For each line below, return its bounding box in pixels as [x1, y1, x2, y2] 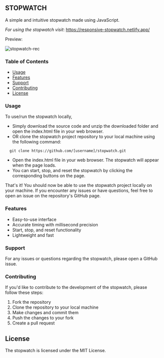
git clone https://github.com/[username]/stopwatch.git [9, 148, 126, 153]
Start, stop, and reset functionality [12, 227, 82, 233]
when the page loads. [12, 162, 56, 168]
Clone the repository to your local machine [12, 304, 99, 310]
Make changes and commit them [12, 310, 79, 316]
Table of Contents [5, 58, 49, 65]
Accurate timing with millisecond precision [12, 221, 98, 227]
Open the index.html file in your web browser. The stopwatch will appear [12, 157, 159, 163]
